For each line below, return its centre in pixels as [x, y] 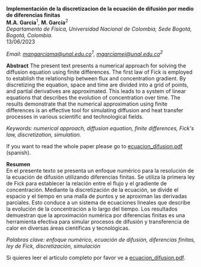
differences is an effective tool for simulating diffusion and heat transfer [95, 110]
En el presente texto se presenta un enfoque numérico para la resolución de [100, 171]
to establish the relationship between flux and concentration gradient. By [96, 79]
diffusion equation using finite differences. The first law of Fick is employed [100, 72]
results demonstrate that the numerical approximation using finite [87, 104]
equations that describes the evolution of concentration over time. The [93, 98]
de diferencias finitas [33, 15]
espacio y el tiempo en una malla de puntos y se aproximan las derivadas [97, 196]
